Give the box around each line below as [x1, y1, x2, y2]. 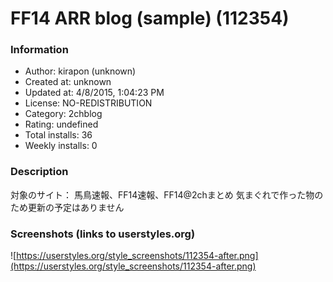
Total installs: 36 [24, 129, 93, 141]
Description [10, 165, 69, 179]
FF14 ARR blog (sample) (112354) [10, 7, 290, 30]
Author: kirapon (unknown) [24, 65, 137, 77]
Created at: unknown [24, 76, 112, 88]
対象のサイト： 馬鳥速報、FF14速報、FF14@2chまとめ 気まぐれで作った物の [10, 188, 324, 201]
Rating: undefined [24, 118, 99, 131]
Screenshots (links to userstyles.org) [10, 227, 196, 241]
